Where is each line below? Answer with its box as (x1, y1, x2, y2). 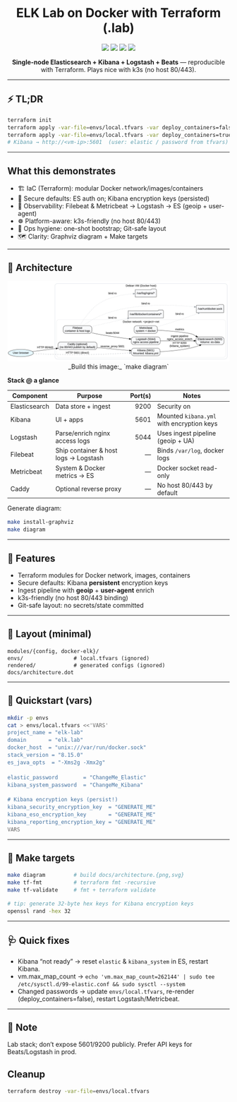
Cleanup (7, 1068, 46, 1080)
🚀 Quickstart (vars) (7, 695, 93, 707)
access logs (55, 436, 90, 445)
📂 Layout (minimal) (7, 628, 92, 640)
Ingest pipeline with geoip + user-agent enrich (17, 586, 154, 594)
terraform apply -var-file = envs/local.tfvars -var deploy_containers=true (7, 131, 232, 138)
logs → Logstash (55, 454, 104, 462)
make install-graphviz (7, 519, 74, 526)
